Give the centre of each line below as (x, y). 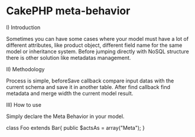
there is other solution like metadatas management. (69, 58)
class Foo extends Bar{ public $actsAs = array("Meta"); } (75, 128)
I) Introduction (23, 27)
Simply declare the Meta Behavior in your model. (65, 116)
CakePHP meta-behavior (68, 11)
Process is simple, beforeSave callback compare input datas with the (90, 81)
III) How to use (24, 104)
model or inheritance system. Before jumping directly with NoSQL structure (97, 51)
